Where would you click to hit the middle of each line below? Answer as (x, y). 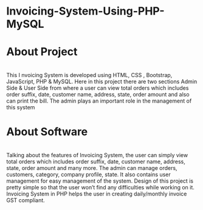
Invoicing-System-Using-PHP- (86, 11)
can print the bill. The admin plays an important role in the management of (99, 101)
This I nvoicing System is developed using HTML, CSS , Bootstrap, (89, 75)
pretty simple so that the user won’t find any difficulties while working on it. (100, 188)
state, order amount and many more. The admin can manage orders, (92, 168)
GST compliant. (26, 200)
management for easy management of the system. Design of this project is (100, 181)
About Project (42, 52)
